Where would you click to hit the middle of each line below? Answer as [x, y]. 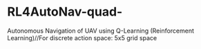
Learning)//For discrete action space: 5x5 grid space [82, 37]
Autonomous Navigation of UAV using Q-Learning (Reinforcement [101, 31]
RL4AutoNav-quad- [65, 12]
